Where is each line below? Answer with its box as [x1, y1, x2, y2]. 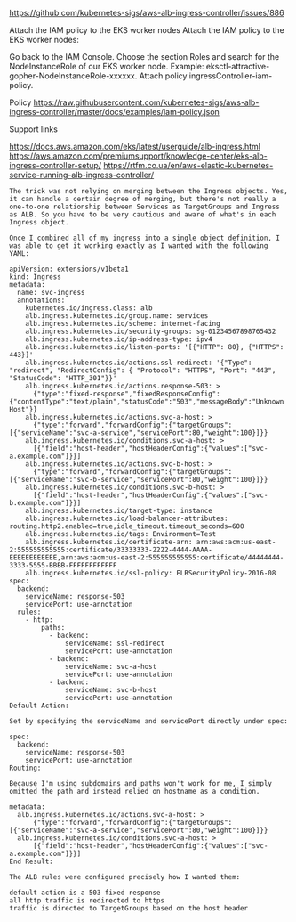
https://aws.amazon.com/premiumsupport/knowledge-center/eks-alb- [9, 151, 268, 161]
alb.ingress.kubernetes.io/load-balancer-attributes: [25, 514, 228, 523]
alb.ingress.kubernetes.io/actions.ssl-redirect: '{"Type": [25, 358, 252, 367]
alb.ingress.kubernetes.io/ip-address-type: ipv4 [25, 335, 213, 344]
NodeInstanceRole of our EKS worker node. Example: [9, 61, 204, 71]
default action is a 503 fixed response [9, 888, 162, 897]
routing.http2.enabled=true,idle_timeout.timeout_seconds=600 [9, 522, 244, 531]
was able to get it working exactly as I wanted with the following [9, 241, 268, 250]
